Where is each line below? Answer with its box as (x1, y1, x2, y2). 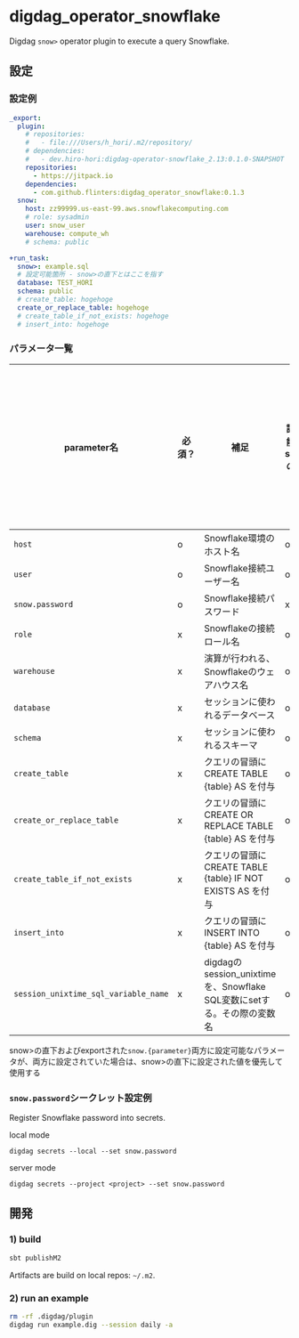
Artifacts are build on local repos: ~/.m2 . (9, 1269, 156, 1280)
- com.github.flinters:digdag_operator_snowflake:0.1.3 (32, 188, 245, 197)
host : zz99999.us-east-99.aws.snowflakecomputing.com (25, 205, 229, 214)
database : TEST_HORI (17, 279, 93, 288)
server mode (9, 1163, 56, 1173)
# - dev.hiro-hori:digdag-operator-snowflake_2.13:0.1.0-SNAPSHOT (25, 155, 285, 164)
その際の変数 (222, 1007, 276, 1019)
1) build (9, 1233, 42, 1245)
